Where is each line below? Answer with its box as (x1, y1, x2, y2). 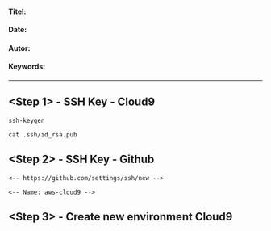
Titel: (8, 6, 27, 16)
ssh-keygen (8, 116, 45, 124)
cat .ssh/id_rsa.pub (8, 130, 78, 139)
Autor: (8, 43, 31, 52)
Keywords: (8, 61, 46, 72)
